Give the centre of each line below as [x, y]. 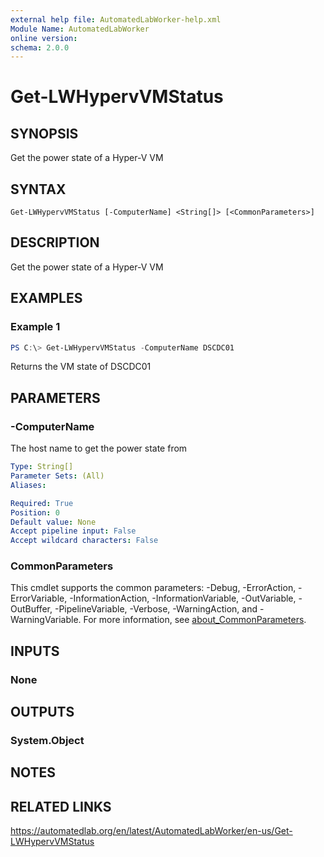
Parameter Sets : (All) [57, 476]
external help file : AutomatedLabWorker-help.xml [116, 19]
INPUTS [35, 651]
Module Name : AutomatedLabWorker [80, 29]
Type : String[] [42, 467]
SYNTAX [38, 189]
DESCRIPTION [55, 242]
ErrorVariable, [39, 598]
